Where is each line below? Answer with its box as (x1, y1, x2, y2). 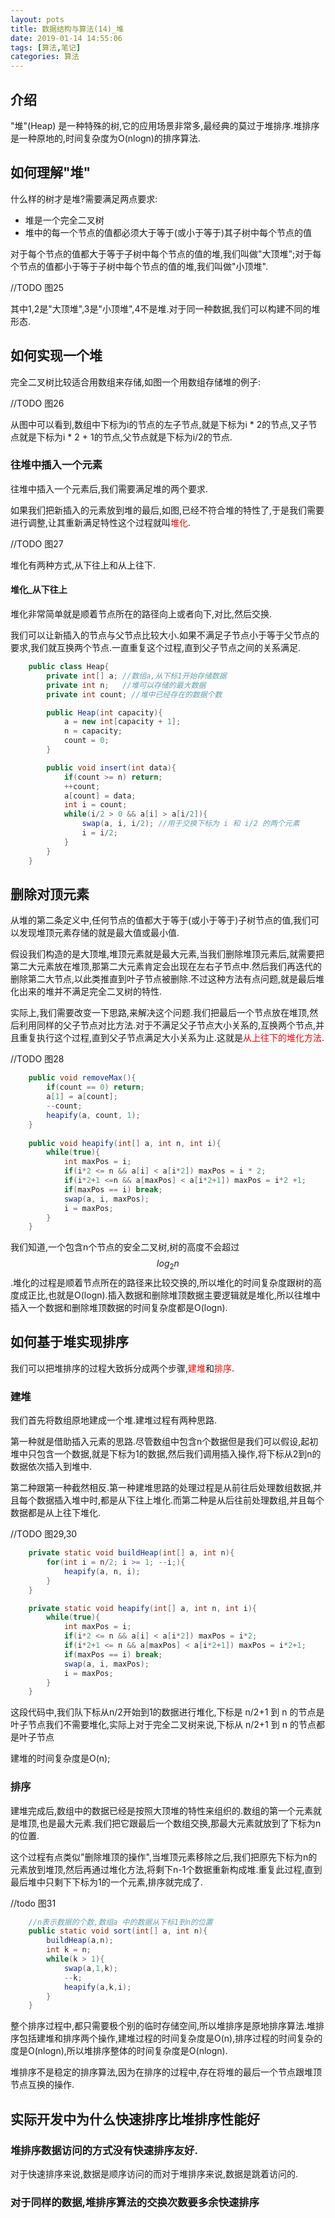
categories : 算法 (10, 52, 80, 62)
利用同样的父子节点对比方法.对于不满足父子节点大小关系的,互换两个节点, (18, 1019, 317, 1031)
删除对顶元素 (10, 886, 90, 903)
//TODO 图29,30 (10, 1528, 78, 1540)
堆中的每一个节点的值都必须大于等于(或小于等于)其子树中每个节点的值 (24, 226, 313, 238)
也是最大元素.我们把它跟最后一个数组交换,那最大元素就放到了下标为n (39, 1817, 322, 1829)
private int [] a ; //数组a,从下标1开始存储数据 (46, 671, 227, 681)
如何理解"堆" (10, 164, 92, 181)
